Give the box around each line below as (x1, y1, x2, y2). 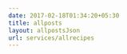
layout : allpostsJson (8, 26, 81, 34)
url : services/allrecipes (8, 33, 94, 42)
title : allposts (8, 19, 62, 27)
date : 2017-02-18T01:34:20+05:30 (8, 11, 120, 20)
